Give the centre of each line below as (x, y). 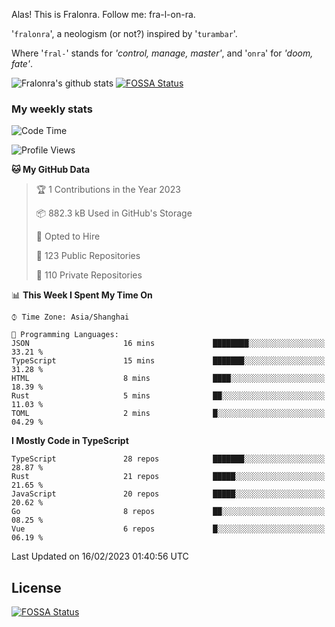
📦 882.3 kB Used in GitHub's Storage (114, 213)
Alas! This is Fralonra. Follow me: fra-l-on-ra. (103, 14)
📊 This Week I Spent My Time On (82, 295)
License (36, 587)
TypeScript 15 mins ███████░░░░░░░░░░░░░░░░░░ (168, 361)
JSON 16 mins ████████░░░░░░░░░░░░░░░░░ (168, 344)
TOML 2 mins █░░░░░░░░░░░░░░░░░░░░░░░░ (168, 414)
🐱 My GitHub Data (51, 170)
